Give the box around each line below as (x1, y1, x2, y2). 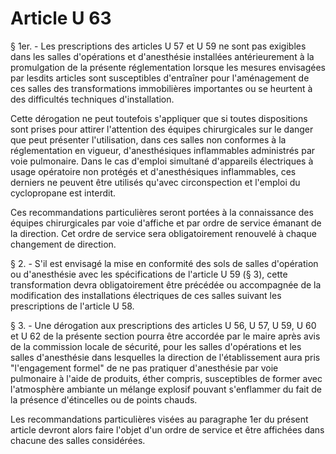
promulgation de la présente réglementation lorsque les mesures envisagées (10, 61, 327, 73)
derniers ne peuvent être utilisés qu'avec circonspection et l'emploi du (10, 176, 301, 188)
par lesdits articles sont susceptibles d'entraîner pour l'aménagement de (10, 72, 310, 84)
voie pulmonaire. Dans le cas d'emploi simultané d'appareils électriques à (10, 155, 314, 167)
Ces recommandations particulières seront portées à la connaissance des (10, 206, 314, 218)
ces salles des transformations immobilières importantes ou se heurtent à (10, 82, 313, 94)
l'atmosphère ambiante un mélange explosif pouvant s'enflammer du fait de (10, 383, 322, 395)
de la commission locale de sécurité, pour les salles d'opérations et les (10, 340, 302, 352)
